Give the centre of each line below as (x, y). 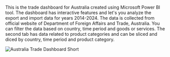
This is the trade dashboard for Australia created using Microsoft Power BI (83, 7)
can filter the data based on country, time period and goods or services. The (85, 29)
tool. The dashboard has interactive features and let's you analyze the (78, 13)
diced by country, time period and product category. (60, 39)
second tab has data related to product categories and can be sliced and (81, 34)
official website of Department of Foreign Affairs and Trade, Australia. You (82, 23)
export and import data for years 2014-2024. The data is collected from (80, 18)
